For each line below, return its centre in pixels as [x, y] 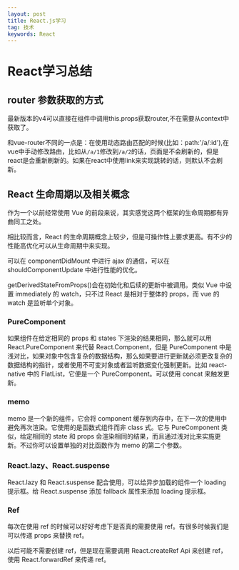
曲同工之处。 [26, 221]
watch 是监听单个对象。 [42, 303]
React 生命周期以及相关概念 [68, 194]
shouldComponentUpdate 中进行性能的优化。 [74, 270]
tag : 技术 [21, 27]
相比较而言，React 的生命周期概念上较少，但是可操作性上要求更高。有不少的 [120, 237]
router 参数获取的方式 [55, 100]
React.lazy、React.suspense [59, 465]
